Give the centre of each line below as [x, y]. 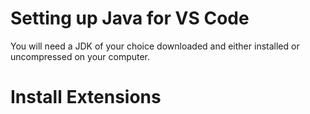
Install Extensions [86, 97]
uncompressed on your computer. [80, 56]
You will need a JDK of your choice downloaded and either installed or [155, 46]
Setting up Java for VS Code [130, 18]
